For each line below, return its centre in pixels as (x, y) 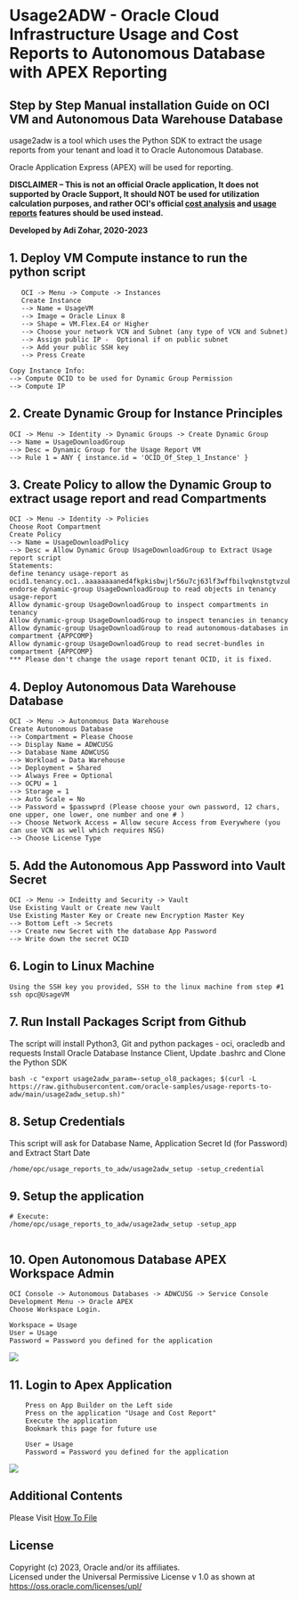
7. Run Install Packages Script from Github (128, 1022)
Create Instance (51, 300)
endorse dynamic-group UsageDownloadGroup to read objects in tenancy (143, 589)
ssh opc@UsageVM (39, 995)
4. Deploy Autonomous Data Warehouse (123, 687)
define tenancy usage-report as (69, 574)
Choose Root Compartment (55, 527)
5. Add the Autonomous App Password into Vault (148, 866)
